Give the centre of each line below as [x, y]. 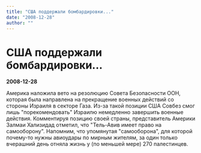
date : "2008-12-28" [31, 17]
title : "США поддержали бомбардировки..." [60, 12]
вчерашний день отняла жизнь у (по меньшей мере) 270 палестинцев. [97, 144]
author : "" [20, 23]
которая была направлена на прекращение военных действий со [90, 100]
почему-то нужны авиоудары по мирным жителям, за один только [92, 137]
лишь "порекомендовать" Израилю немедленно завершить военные [95, 112]
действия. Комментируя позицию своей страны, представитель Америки [101, 119]
